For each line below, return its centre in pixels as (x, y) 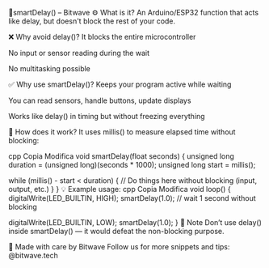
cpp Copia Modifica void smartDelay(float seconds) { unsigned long (121, 156)
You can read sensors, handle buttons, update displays (100, 100)
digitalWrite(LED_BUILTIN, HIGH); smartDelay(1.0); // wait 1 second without (132, 198)
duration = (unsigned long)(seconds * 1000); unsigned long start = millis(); (132, 165)
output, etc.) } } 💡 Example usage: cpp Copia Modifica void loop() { (120, 189)
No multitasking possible (50, 68)
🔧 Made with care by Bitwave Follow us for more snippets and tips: (119, 247)
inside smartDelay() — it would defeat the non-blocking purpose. (116, 231)
